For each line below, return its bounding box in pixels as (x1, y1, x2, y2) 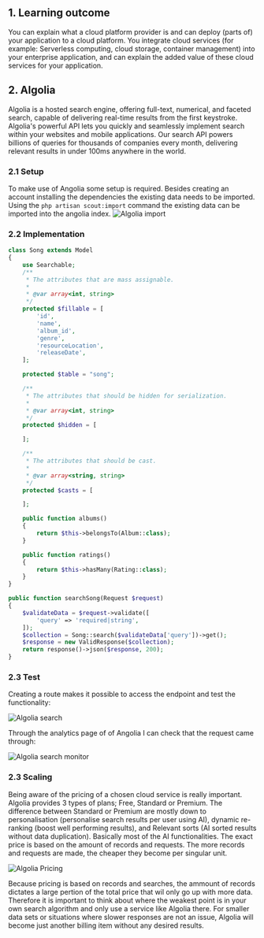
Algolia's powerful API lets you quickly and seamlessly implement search (8, 121, 245, 131)
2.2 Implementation (8, 228, 85, 239)
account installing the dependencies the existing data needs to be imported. (8, 192, 255, 202)
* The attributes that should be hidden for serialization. (25, 391, 227, 400)
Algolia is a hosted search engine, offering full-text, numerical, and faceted (8, 104, 251, 113)
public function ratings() (22, 551, 111, 558)
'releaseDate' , (36, 349, 87, 357)
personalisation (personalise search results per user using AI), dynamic (8, 814, 240, 824)
